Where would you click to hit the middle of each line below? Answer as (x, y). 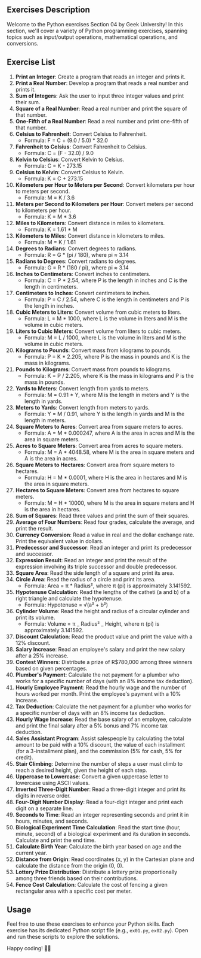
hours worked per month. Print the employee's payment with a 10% (98, 693)
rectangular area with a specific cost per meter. (74, 891)
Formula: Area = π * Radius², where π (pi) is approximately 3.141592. (108, 586)
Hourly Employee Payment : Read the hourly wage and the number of (101, 687)
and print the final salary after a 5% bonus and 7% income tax (92, 725)
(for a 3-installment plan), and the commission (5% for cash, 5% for (99, 751)
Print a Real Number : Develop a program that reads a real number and (102, 83)
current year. (31, 853)
